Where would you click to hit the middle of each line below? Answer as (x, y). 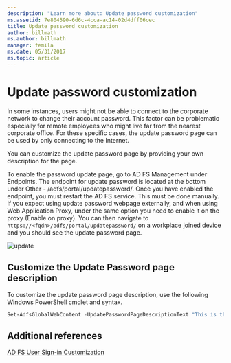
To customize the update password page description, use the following (108, 294)
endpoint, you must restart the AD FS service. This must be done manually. (113, 196)
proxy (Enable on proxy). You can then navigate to (78, 218)
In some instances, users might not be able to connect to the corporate (108, 111)
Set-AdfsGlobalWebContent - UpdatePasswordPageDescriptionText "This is (112, 314)
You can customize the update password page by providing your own (106, 153)
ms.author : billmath (37, 39)
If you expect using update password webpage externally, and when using (112, 203)
